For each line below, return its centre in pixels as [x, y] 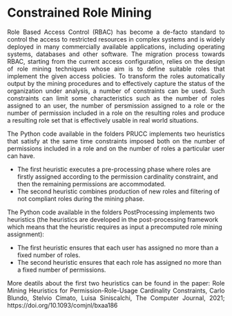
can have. [21, 156]
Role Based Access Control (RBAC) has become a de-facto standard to [116, 32]
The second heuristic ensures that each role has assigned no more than [119, 262]
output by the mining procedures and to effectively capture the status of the [116, 83]
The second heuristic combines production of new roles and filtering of [118, 191]
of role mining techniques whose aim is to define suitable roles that [116, 69]
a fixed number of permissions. [61, 270]
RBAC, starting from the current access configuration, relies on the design [116, 61]
